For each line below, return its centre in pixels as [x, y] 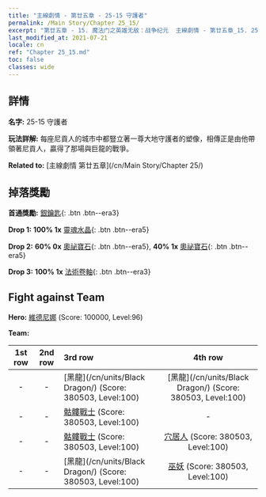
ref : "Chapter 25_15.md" [49, 52]
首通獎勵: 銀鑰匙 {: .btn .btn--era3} [64, 213]
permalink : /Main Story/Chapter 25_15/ [74, 23]
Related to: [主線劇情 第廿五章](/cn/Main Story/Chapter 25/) [106, 165]
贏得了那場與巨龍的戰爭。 [91, 148]
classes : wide [32, 67]
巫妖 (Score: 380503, [208, 466]
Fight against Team [57, 297]
